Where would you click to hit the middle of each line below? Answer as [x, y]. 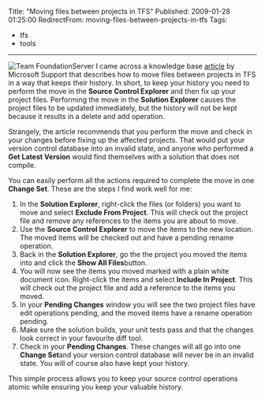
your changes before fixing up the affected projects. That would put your [127, 140]
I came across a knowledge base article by [165, 66]
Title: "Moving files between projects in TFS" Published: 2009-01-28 [119, 11]
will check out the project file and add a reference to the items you [127, 288]
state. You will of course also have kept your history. [105, 363]
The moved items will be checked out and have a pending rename [127, 237]
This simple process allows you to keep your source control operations [123, 378]
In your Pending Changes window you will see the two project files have [137, 304]
